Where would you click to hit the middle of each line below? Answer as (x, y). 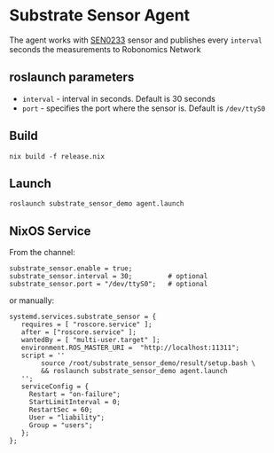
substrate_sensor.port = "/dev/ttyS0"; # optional (109, 285)
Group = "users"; (61, 426)
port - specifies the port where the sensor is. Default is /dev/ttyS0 (144, 108)
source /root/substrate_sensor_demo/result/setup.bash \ (148, 363)
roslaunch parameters (72, 78)
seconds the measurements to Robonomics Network (105, 49)
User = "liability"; (67, 418)
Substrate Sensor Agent (100, 16)
